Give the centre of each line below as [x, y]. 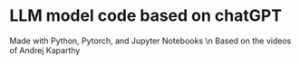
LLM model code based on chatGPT [146, 16]
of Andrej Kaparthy [45, 50]
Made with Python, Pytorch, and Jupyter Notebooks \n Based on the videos [150, 41]
